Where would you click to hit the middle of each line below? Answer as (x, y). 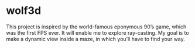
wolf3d (24, 11)
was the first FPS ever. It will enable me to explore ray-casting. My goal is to (97, 32)
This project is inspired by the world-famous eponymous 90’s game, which (96, 27)
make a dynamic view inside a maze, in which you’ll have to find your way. (96, 39)
